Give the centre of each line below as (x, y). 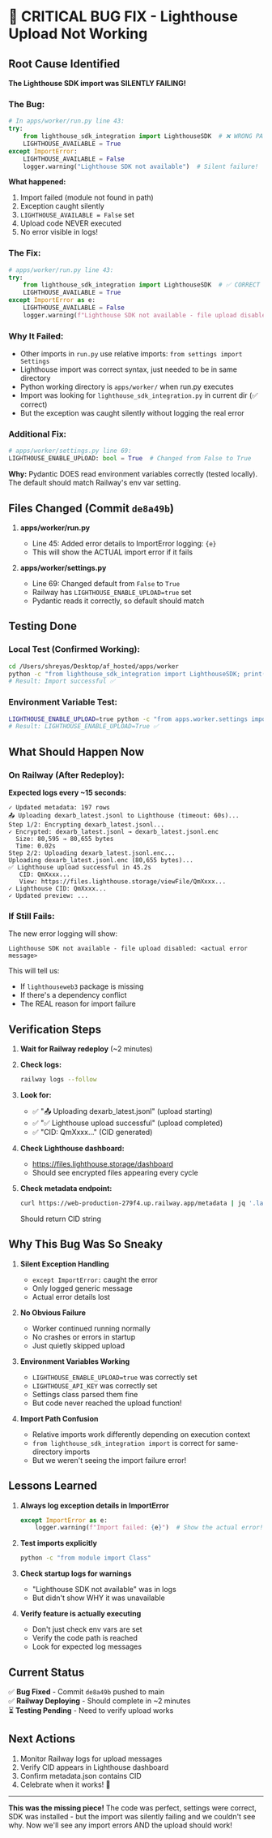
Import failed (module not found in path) (87, 197)
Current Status (47, 1672)
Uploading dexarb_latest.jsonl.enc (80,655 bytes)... (101, 861)
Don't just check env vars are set (87, 1629)
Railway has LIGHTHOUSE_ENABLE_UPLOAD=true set (112, 592)
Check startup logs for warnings (76, 1573)
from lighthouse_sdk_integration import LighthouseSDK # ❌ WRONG (138, 136)
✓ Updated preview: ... (49, 896)
